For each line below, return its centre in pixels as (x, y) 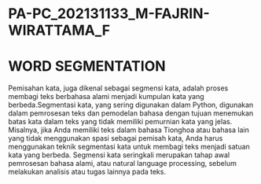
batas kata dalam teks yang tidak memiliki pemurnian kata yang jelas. (120, 122)
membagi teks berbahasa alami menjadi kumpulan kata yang (106, 97)
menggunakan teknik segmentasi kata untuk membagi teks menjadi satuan (129, 147)
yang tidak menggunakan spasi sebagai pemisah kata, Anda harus (116, 138)
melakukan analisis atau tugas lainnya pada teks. (87, 172)
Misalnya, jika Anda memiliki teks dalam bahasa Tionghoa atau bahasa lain (129, 130)
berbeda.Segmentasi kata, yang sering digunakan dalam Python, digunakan (131, 105)
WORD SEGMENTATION (87, 66)
